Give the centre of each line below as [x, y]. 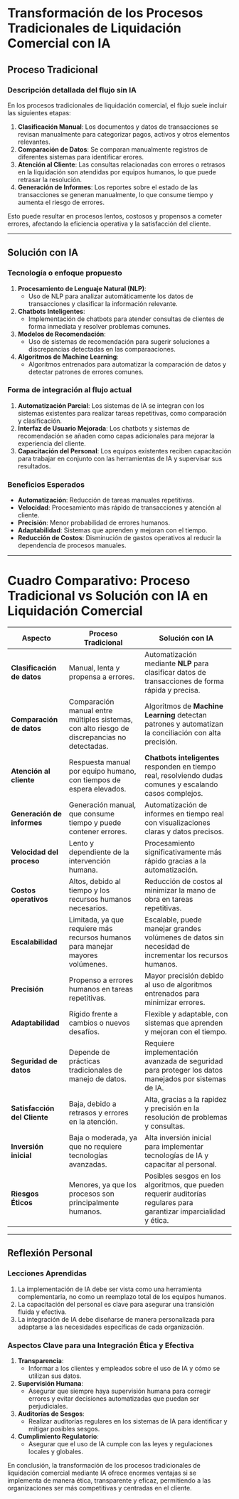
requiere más [91, 929]
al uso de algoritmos [179, 985]
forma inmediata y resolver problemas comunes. [99, 326]
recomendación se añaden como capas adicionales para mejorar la [116, 436]
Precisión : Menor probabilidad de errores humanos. [94, 523]
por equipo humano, [102, 772]
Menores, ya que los [103, 1185]
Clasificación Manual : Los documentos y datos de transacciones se [118, 127]
